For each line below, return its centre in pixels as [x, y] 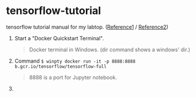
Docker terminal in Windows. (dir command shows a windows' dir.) [110, 49]
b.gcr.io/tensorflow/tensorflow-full [61, 66]
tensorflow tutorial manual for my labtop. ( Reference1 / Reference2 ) [87, 27]
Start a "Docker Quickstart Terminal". [59, 38]
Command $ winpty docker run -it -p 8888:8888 [75, 61]
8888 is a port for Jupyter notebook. [73, 77]
